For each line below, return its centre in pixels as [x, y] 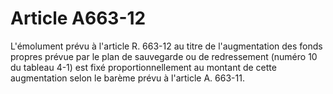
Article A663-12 [78, 18]
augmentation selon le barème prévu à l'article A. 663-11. [127, 78]
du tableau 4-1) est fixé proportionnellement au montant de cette [143, 67]
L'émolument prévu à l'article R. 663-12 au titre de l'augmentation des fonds [166, 46]
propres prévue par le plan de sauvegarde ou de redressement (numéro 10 [164, 56]
